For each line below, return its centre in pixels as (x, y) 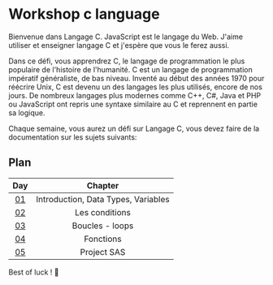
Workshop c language (84, 14)
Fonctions (103, 239)
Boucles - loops (103, 226)
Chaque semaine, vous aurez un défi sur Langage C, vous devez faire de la (134, 128)
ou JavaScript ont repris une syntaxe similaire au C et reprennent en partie (133, 104)
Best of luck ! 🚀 (34, 272)
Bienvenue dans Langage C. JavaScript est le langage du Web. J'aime (126, 37)
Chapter (103, 185)
